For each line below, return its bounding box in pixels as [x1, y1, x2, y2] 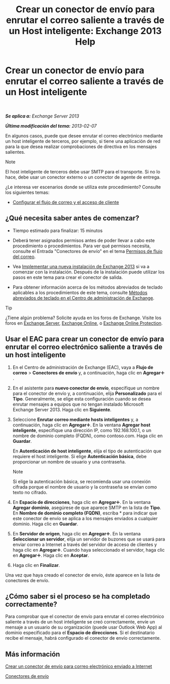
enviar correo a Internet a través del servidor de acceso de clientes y [12, 541, 157, 548]
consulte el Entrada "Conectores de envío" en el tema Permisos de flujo [12, 248, 163, 254]
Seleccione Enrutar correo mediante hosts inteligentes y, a [12, 416, 139, 422]
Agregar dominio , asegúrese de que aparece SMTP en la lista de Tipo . [12, 504, 161, 510]
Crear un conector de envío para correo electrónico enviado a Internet [5, 663, 152, 670]
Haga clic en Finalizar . [12, 562, 60, 568]
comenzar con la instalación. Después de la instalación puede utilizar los [12, 269, 165, 275]
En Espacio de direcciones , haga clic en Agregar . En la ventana [12, 499, 151, 505]
